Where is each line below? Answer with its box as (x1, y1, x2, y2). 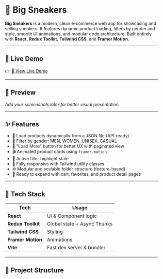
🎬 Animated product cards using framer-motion (12, 149, 107, 155)
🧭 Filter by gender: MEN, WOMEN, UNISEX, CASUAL (12, 138, 117, 144)
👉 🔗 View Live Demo (5, 68, 48, 74)
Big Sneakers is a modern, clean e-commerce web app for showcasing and (5, 20, 157, 26)
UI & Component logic (47, 213, 97, 220)
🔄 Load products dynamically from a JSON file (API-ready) (12, 133, 130, 139)
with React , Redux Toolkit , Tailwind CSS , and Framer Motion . (5, 36, 130, 42)
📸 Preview (5, 89, 36, 97)
